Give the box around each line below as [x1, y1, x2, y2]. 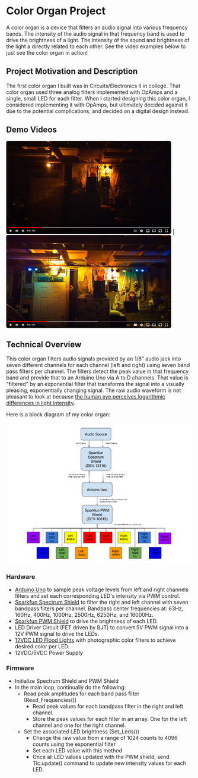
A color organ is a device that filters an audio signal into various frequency [6, 24, 188, 31]
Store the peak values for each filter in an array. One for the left [32, 716, 187, 723]
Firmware [6, 664, 34, 672]
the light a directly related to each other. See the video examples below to [6, 43, 186, 50]
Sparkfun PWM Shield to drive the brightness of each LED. [14, 617, 158, 625]
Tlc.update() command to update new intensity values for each [32, 760, 187, 767]
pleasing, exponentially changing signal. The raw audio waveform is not [6, 387, 181, 394]
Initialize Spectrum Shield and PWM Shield [14, 677, 119, 685]
